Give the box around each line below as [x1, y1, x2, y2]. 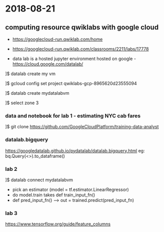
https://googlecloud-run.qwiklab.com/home [12, 36, 103, 42]
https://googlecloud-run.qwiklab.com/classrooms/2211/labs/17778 [12, 46, 149, 52]
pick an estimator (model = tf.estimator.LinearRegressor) [12, 186, 129, 192]
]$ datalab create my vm [5, 71, 56, 77]
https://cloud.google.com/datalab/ [12, 61, 83, 67]
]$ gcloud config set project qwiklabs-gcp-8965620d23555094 [5, 81, 137, 86]
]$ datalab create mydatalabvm [5, 90, 69, 96]
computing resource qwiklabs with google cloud [5, 23, 159, 32]
